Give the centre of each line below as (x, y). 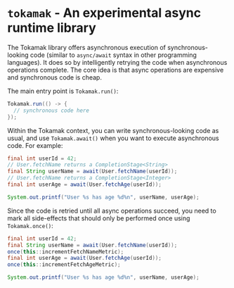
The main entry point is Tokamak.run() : (63, 91)
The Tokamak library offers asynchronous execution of (87, 47)
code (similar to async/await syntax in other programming (113, 55)
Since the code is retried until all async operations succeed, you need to (112, 211)
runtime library (52, 28)
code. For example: (35, 145)
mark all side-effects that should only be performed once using (99, 218)
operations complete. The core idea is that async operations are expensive (116, 70)
